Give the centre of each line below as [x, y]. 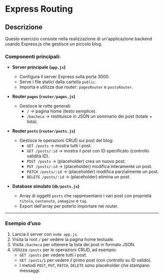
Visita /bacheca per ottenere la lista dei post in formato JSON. [74, 244]
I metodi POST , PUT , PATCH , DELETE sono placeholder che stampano [84, 265]
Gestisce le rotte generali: [45, 106]
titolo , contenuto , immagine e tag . [53, 201]
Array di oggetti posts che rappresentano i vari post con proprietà [85, 196]
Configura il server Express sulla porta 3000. [64, 77]
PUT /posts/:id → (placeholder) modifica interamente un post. [90, 167]
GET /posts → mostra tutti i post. [59, 146]
